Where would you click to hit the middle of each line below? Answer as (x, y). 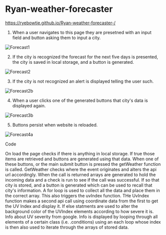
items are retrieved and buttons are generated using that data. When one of (82, 159)
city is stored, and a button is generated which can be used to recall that (79, 185)
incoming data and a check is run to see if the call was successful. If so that (82, 180)
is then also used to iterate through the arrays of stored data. (67, 227)
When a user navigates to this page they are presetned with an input (82, 32)
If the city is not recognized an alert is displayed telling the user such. (83, 81)
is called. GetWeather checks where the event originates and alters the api (81, 169)
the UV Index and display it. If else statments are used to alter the (72, 206)
